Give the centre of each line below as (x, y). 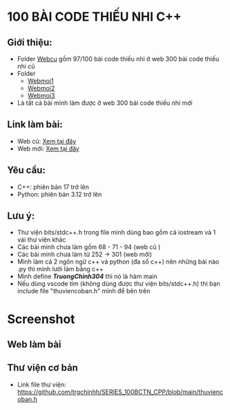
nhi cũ (26, 66)
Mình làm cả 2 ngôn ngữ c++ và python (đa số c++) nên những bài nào (118, 262)
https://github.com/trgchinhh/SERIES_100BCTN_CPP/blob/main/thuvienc (120, 391)
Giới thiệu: (30, 42)
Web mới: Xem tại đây (48, 148)
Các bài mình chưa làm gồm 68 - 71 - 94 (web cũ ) (89, 247)
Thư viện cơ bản (42, 368)
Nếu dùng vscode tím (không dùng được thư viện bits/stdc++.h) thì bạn (119, 284)
